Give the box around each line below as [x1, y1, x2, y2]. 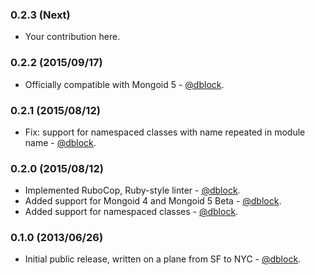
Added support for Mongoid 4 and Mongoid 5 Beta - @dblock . [24, 195, 282, 207]
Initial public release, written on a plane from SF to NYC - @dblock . [24, 253, 302, 265]
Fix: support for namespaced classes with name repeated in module [24, 126, 306, 138]
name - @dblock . [24, 136, 97, 148]
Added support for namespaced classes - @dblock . [24, 206, 239, 218]
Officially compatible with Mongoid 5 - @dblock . [24, 78, 225, 90]
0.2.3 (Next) [10, 8, 71, 22]
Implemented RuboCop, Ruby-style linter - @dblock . [24, 184, 241, 197]
